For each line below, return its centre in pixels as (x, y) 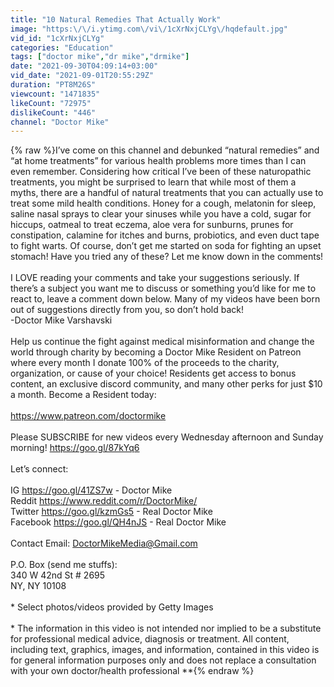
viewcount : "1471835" (55, 94)
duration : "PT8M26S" (53, 85)
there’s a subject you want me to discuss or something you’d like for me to (163, 288)
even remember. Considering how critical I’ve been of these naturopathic (161, 172)
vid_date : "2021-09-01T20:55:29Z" (82, 76)
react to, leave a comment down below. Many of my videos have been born (165, 299)
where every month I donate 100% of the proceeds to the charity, (145, 363)
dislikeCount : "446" (53, 112)
